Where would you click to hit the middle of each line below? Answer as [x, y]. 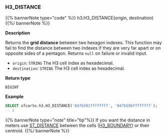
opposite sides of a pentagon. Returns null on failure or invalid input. [76, 53]
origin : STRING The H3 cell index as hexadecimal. [63, 63]
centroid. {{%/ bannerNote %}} [37, 131]
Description [18, 33]
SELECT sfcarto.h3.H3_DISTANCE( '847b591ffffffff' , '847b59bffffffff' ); [81, 106]
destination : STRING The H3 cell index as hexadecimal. [68, 68]
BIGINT [12, 87]
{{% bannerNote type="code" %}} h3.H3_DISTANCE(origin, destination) [79, 18]
